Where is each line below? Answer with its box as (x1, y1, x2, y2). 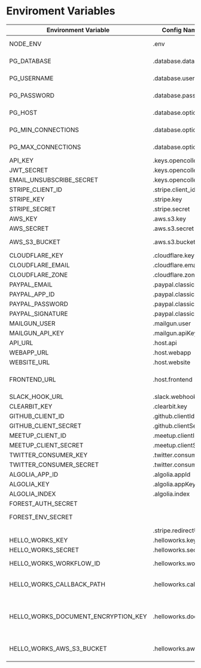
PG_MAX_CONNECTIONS (9, 142, 81, 151)
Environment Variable (47, 26, 110, 34)
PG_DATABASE (9, 57, 52, 65)
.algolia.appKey (153, 480, 196, 488)
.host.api (153, 338, 178, 347)
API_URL (9, 338, 33, 347)
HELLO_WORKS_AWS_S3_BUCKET (9, 644, 108, 652)
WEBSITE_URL (9, 358, 50, 366)
